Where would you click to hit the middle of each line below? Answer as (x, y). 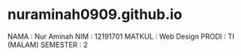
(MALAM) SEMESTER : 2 (48, 44)
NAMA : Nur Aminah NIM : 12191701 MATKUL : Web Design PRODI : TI (121, 36)
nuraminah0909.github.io (95, 15)
